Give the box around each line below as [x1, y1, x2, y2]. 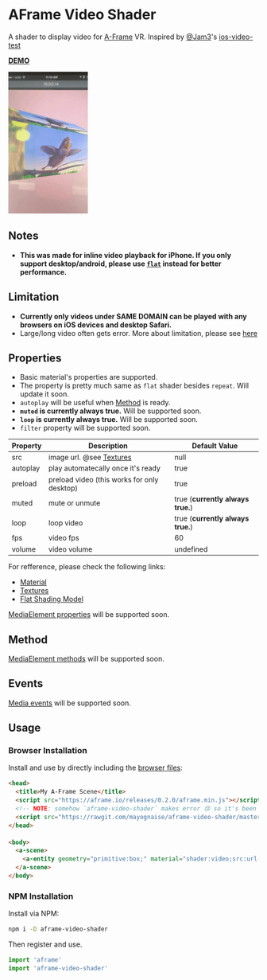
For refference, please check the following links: [8, 562, 166, 572]
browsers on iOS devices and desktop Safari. [19, 320, 172, 330]
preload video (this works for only [48, 474, 159, 484]
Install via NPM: [8, 909, 60, 919]
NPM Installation [8, 890, 74, 901]
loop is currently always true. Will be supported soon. [19, 415, 199, 424]
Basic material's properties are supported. [19, 373, 158, 382]
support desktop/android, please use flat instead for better [19, 259, 222, 268]
